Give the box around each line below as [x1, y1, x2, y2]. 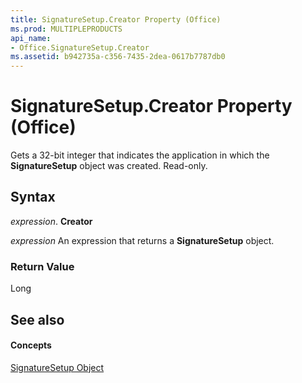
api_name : [10, 33, 52, 43]
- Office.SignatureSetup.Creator [10, 42, 150, 53]
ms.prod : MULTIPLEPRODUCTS [10, 24, 123, 34]
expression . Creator [10, 215, 93, 227]
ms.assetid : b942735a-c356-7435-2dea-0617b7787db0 [10, 52, 226, 62]
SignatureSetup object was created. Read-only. [10, 160, 208, 172]
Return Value [10, 259, 75, 273]
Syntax [10, 189, 56, 206]
